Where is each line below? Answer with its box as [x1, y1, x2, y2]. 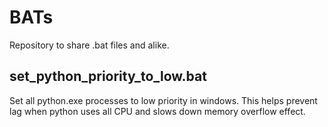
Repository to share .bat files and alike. [9, 39, 170, 51]
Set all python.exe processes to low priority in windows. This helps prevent [9, 94, 318, 106]
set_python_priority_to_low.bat [9, 68, 207, 85]
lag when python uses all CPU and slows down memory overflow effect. [9, 105, 306, 117]
